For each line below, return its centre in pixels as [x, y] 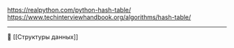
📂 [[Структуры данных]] [43, 37]
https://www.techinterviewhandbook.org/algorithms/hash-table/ [99, 17]
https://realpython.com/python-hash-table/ [69, 10]
